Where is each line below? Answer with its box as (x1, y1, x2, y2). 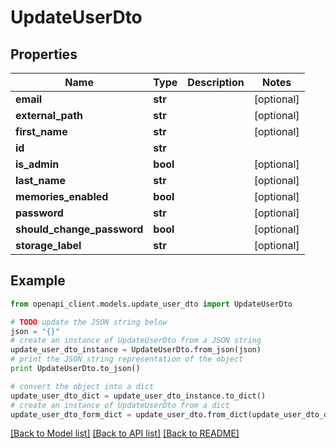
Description (187, 76, 245, 89)
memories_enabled (15, 190, 109, 203)
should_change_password (15, 222, 144, 236)
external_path (15, 109, 84, 122)
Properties (10, 46, 78, 63)
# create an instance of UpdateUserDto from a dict (10, 400, 230, 410)
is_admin (15, 157, 60, 171)
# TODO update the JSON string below (10, 317, 168, 327)
